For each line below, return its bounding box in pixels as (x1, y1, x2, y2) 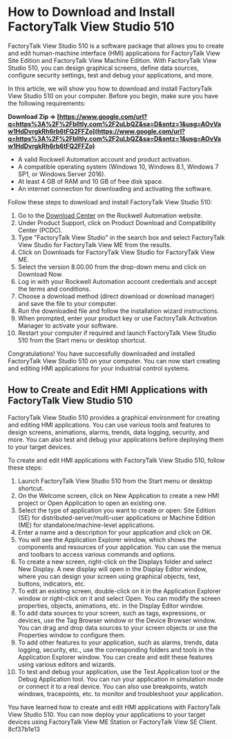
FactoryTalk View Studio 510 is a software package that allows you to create (8, 41, 224, 50)
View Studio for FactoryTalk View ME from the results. (17, 240, 172, 249)
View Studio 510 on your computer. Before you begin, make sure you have (8, 91, 218, 100)
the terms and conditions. (17, 285, 91, 293)
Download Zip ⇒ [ (8, 112, 60, 121)
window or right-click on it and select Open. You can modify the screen (17, 594, 221, 602)
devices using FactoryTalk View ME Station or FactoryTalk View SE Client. (8, 718, 217, 726)
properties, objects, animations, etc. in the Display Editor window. (17, 602, 204, 610)
